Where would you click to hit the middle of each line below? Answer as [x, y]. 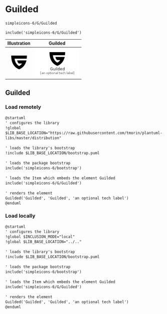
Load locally [20, 216]
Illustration [19, 43]
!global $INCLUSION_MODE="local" [40, 237]
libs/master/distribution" [33, 138]
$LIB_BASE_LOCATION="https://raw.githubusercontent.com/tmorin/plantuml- [84, 133]
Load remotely [23, 107]
